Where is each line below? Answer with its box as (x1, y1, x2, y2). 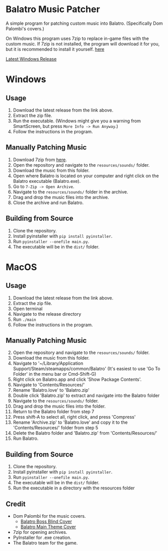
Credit (6, 499, 26, 508)
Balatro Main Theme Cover (20, 524, 76, 530)
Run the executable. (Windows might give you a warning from (13, 118, 141, 124)
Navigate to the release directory (13, 311, 81, 317)
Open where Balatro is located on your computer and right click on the (13, 173, 159, 179)
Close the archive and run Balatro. (13, 199, 84, 206)
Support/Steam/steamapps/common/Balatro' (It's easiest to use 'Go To (13, 366, 160, 372)
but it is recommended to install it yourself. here (6, 46, 105, 52)
